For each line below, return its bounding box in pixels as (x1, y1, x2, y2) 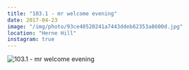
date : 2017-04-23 (7, 17, 58, 24)
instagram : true (7, 36, 55, 43)
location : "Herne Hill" (7, 29, 77, 37)
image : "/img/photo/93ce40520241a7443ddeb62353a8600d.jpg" (7, 23, 183, 30)
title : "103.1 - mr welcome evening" (7, 10, 118, 17)
